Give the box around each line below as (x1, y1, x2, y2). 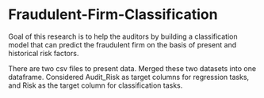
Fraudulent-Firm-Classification (8, 6, 218, 24)
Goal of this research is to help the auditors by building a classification (8, 32, 238, 41)
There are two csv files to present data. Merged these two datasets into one (8, 63, 256, 73)
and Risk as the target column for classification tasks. (8, 81, 183, 90)
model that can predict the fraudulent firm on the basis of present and (8, 40, 236, 49)
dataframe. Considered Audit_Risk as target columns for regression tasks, (8, 72, 250, 81)
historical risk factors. (8, 48, 79, 58)
